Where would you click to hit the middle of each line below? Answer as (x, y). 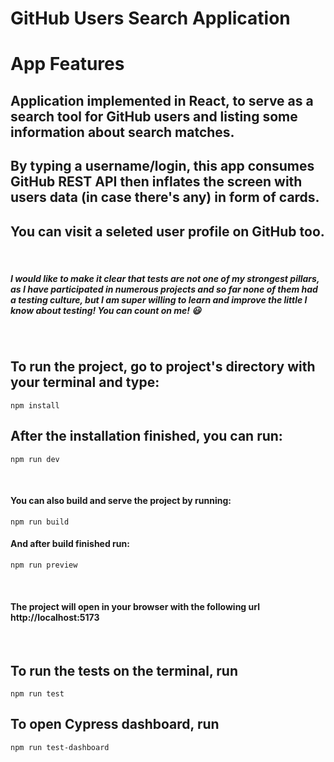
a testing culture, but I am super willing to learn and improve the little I (159, 299)
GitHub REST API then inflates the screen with (156, 182)
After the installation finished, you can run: (146, 436)
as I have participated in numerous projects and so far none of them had (164, 289)
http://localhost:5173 (55, 617)
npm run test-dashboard (60, 747)
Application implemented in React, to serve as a (162, 100)
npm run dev (35, 459)
